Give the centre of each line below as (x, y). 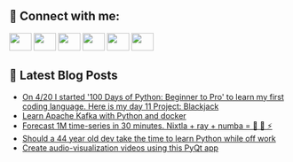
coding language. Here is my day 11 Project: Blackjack (120, 106)
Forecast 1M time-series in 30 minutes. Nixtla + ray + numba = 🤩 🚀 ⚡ (147, 126)
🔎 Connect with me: (64, 16)
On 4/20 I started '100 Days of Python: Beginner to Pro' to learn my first (153, 96)
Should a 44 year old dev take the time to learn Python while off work (149, 138)
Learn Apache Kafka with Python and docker (104, 115)
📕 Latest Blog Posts (63, 76)
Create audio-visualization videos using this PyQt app (120, 148)
